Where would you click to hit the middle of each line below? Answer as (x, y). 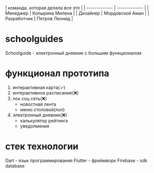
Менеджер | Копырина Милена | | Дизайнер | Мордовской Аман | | (77, 13)
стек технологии (42, 146)
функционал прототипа (57, 74)
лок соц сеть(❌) (30, 98)
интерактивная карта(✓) (39, 87)
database (15, 166)
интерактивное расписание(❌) (46, 93)
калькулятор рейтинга (44, 120)
